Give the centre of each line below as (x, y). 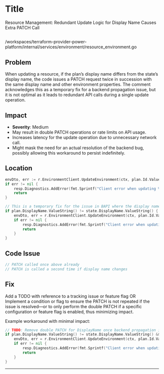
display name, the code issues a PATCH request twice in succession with (79, 79)
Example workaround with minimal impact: (48, 321)
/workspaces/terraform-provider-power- (46, 42)
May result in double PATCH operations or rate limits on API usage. (79, 132)
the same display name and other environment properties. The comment (78, 84)
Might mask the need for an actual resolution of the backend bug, (78, 148)
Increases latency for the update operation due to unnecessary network (84, 137)
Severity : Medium (30, 127)
